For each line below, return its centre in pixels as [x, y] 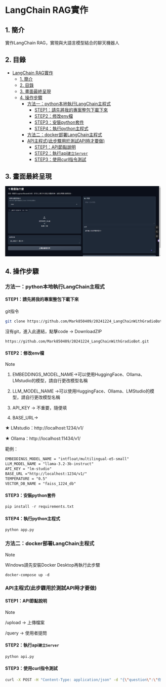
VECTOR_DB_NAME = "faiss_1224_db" [41, 484]
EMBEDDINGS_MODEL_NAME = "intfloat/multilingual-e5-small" [67, 459]
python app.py [20, 530]
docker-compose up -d [27, 575]
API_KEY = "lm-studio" [28, 469]
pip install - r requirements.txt [40, 507]
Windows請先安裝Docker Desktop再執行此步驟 [53, 565]
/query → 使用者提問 [26, 633]
